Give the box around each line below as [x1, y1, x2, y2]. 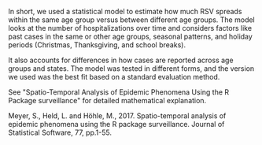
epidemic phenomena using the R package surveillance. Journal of [8, 120, 225, 128]
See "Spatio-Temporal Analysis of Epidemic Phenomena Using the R [8, 87, 230, 97]
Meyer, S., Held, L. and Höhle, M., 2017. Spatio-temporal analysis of [8, 111, 227, 121]
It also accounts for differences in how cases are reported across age [8, 55, 234, 65]
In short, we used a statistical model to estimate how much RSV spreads [8, 7, 242, 16]
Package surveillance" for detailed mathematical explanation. [8, 96, 207, 105]
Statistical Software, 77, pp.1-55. [8, 128, 113, 137]
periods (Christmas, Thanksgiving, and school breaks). [8, 40, 186, 50]
